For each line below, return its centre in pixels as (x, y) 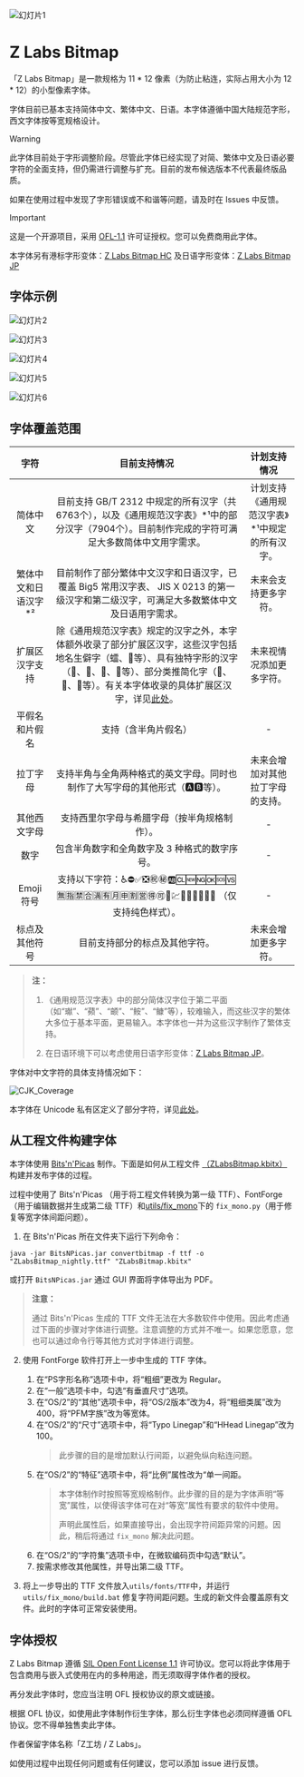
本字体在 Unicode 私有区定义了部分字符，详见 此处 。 (107, 1109)
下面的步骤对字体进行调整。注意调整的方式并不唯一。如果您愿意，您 (166, 1330)
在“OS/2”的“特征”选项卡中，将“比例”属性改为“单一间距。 (141, 1475)
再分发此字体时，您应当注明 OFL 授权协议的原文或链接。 (114, 1694)
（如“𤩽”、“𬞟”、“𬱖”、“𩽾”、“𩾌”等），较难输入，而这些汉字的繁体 (168, 1011)
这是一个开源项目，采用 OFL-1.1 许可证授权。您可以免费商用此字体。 (136, 236)
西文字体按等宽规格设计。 (57, 120)
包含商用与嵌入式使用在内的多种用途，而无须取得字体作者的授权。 (132, 1675)
